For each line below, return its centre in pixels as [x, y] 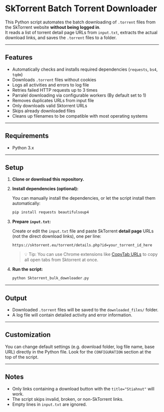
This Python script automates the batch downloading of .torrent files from [81, 22]
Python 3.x [23, 147]
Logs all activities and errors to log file [51, 85]
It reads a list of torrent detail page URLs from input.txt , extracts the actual [81, 32]
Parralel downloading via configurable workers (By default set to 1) [79, 95]
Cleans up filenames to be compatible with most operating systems [80, 116]
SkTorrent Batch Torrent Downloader [81, 9]
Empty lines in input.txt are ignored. [49, 404]
